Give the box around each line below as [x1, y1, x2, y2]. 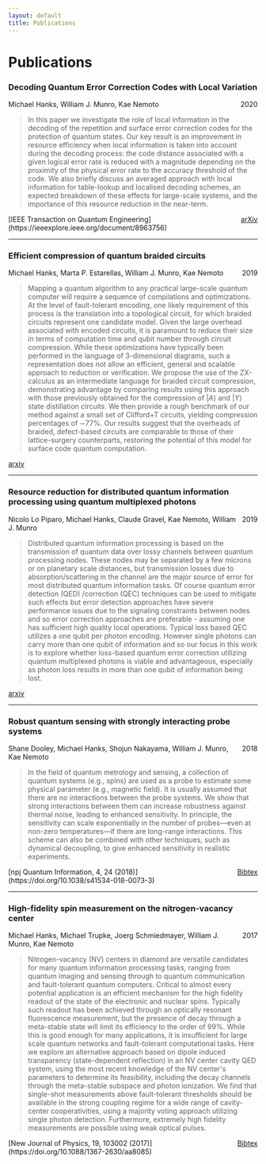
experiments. [27, 851, 71, 861]
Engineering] [109, 214, 152, 224]
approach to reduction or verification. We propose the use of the [27, 368, 239, 378]
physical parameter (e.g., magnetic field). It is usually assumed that [27, 784, 247, 793]
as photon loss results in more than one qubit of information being [27, 664, 243, 674]
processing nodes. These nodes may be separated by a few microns [27, 555, 252, 564]
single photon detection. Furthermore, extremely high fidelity [27, 1115, 226, 1124]
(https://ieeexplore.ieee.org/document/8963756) [8, 223, 168, 232]
